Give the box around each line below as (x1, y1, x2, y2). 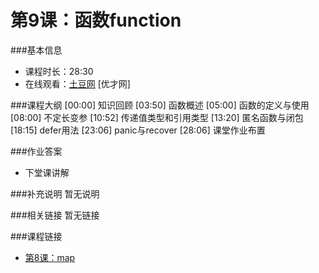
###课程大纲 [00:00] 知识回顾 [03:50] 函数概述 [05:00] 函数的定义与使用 (10, 99, 310, 111)
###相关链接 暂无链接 (10, 209, 100, 221)
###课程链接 (10, 230, 63, 242)
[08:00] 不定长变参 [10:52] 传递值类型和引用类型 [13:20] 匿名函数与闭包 (10, 111, 304, 123)
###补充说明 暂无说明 (10, 187, 100, 200)
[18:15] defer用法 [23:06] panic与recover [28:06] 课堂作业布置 (10, 124, 266, 136)
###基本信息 (10, 44, 63, 56)
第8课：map (24, 251, 76, 263)
